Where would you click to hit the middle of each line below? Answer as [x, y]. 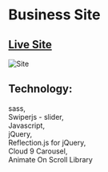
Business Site [54, 15]
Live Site [30, 45]
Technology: [40, 89]
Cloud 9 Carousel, [38, 151]
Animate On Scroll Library [51, 159]
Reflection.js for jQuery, [47, 142]
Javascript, [27, 125]
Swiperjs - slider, [36, 117]
